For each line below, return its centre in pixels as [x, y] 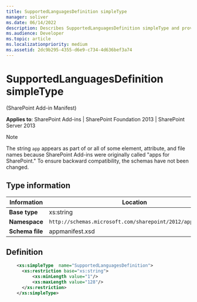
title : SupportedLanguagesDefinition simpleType [67, 11]
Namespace [26, 221]
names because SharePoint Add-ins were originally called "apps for [88, 154]
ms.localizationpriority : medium [47, 45]
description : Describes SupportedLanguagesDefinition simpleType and [93, 28]
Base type [23, 212]
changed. [18, 167]
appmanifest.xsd [72, 231]
